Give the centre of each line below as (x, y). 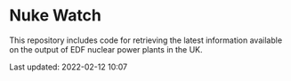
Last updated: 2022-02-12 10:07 (69, 67)
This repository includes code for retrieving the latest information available (146, 40)
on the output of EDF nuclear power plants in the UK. (106, 49)
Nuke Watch (56, 16)
